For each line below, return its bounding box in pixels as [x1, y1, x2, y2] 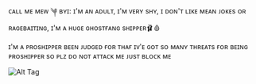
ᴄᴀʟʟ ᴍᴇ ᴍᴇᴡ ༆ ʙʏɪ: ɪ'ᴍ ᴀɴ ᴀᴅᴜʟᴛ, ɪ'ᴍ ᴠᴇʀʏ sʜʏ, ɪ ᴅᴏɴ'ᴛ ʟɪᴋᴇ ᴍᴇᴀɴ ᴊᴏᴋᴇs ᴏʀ [8, 6, 246, 15]
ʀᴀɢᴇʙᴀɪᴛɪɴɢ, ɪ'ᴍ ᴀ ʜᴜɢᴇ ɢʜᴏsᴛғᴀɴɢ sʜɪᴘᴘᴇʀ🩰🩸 [8, 23, 161, 32]
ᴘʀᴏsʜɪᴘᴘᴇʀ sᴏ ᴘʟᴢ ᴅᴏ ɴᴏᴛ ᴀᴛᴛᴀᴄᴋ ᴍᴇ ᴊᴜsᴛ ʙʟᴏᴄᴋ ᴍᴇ [8, 52, 172, 60]
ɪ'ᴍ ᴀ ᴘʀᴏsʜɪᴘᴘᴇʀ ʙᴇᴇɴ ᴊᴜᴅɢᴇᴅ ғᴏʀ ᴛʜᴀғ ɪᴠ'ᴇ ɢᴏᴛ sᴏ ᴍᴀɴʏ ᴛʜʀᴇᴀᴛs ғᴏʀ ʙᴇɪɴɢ [8, 42, 249, 51]
